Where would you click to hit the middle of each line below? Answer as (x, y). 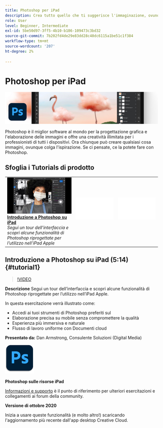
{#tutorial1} (23, 268)
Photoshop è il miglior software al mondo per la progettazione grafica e (76, 131)
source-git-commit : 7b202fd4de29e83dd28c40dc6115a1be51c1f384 (69, 36)
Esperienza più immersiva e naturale (48, 323)
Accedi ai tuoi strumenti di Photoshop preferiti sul (61, 313)
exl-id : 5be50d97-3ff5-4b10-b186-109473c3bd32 (53, 31)
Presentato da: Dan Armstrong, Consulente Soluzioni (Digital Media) (73, 337)
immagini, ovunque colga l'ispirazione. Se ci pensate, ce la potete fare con (79, 147)
